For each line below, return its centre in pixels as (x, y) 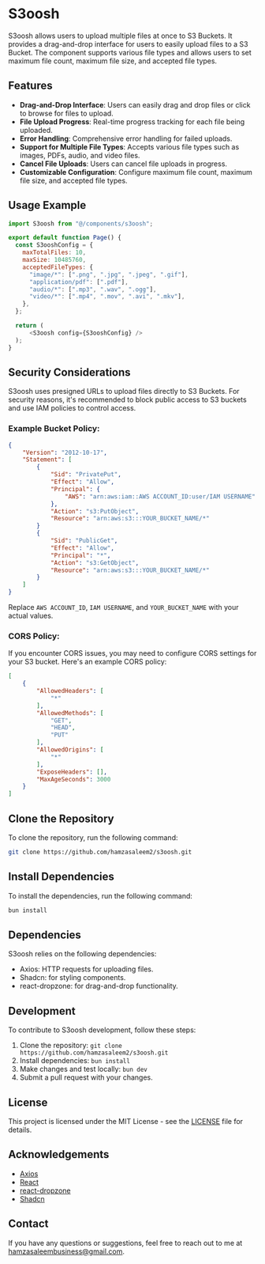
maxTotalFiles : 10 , (54, 253)
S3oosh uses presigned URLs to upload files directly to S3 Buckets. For (124, 392)
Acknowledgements (59, 1154)
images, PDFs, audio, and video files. (80, 155)
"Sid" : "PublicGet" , (84, 541)
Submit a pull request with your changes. (86, 1077)
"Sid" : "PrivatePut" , (86, 475)
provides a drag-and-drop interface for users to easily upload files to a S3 (128, 44)
